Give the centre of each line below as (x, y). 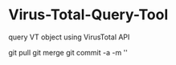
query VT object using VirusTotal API (69, 37)
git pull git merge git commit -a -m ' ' (68, 52)
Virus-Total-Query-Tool (88, 15)
